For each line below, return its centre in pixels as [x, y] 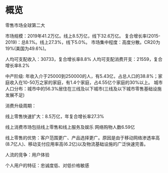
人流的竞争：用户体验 [27, 154]
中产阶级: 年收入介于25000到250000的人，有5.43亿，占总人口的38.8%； [82, 76]
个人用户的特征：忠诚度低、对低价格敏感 [47, 165]
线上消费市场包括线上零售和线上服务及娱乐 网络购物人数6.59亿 [70, 127]
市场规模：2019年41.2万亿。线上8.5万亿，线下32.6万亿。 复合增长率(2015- [83, 36]
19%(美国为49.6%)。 [27, 48]
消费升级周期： [21, 106]
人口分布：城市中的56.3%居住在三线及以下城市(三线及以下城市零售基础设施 [83, 89]
